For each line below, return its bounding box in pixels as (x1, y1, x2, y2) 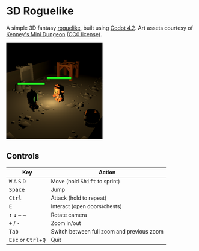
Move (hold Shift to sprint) (51, 177, 120, 185)
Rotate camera (51, 211, 87, 218)
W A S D (8, 178, 26, 185)
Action (99, 169, 116, 176)
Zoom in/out (51, 219, 81, 227)
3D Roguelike (6, 4, 74, 18)
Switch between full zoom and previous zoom (51, 228, 164, 235)
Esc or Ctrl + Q (8, 237, 46, 244)
